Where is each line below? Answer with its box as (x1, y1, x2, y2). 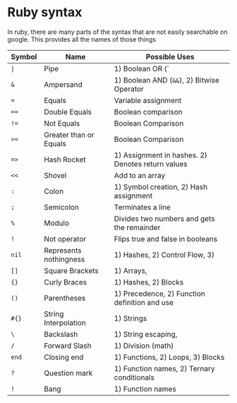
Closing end (43, 352, 84, 362)
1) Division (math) (114, 340, 174, 350)
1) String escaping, (114, 329, 178, 339)
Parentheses (43, 293, 86, 303)
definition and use (114, 297, 174, 307)
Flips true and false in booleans (114, 234, 218, 243)
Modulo (43, 218, 69, 228)
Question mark (43, 368, 93, 378)
